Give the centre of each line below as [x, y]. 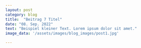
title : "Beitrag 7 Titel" [34, 19]
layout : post [19, 10]
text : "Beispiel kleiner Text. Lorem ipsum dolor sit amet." [71, 29]
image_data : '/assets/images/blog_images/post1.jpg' [62, 33]
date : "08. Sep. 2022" [29, 24]
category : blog [21, 15]
